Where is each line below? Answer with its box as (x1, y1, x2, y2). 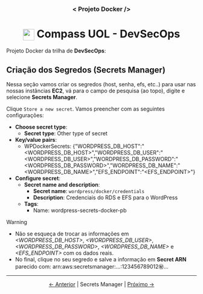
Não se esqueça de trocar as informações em (14, 230, 129, 237)
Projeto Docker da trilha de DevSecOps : (6, 47, 106, 54)
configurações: (6, 112, 44, 119)
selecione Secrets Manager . (6, 94, 77, 101)
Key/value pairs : (14, 136, 57, 144)
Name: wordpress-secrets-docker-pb (33, 207, 127, 214)
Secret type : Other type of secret (24, 130, 108, 137)
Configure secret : (14, 174, 60, 182)
